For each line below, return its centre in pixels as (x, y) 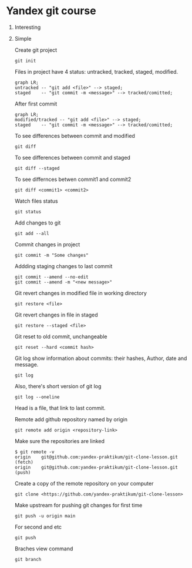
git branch (28, 559)
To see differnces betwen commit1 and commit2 (73, 179)
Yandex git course (51, 11)
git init (25, 61)
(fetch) (24, 462)
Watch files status (36, 201)
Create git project (36, 50)
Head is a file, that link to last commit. (60, 408)
